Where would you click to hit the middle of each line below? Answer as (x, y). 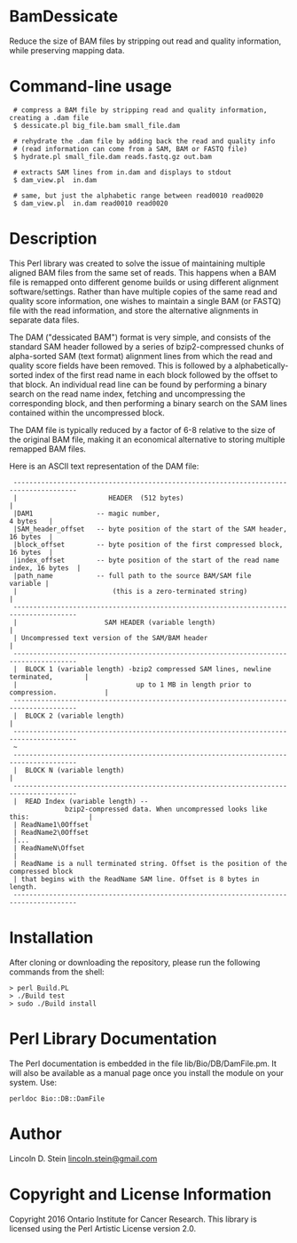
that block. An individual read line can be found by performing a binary (138, 384)
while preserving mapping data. (67, 50)
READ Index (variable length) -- (87, 801)
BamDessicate (63, 16)
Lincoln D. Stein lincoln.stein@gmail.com (83, 1159)
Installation (51, 938)
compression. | (59, 692)
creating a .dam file (49, 117)
